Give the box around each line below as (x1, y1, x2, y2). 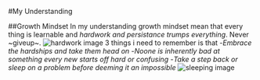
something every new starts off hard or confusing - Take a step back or (8, 54, 238, 64)
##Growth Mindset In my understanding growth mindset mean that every (8, 22, 244, 30)
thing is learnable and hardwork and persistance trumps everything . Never (8, 30, 249, 39)
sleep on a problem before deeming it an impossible (8, 63, 176, 72)
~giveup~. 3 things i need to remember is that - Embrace (8, 38, 252, 47)
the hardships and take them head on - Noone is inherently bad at (8, 47, 221, 55)
